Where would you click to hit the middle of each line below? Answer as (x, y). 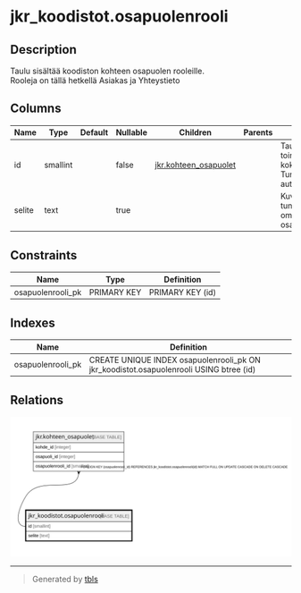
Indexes (33, 322)
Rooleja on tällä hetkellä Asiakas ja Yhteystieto (95, 80)
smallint (59, 165)
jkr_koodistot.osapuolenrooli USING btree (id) (172, 369)
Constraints (44, 255)
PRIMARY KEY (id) (183, 292)
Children (196, 132)
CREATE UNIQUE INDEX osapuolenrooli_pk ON (175, 360)
